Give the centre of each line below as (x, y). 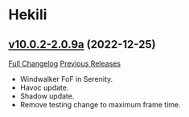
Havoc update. (44, 87)
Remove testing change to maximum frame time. (100, 105)
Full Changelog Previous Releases (65, 63)
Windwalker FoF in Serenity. (66, 79)
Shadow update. (47, 96)
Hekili (28, 15)
